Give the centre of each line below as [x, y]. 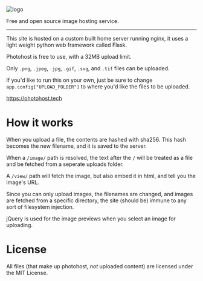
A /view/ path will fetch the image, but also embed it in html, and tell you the [101, 176]
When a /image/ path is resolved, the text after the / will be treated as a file [100, 157]
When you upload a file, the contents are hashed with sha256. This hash [96, 139]
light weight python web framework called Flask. [67, 45]
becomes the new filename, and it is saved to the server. [76, 146]
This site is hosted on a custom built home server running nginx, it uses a [97, 38]
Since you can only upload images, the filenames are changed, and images [100, 194]
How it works [40, 123]
